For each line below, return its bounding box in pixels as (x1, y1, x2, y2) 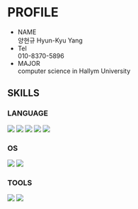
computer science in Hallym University (17, 67, 131, 75)
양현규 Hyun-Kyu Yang (17, 36, 83, 45)
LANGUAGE (7, 108, 48, 118)
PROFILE (7, 4, 59, 21)
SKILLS (7, 87, 40, 99)
